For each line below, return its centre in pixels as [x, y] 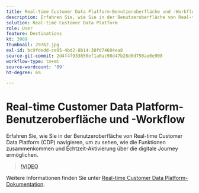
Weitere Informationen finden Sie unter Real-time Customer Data [85, 178]
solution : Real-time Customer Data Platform [62, 23]
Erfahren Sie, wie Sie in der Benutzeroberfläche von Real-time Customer [94, 136]
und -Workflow [147, 120]
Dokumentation [25, 184]
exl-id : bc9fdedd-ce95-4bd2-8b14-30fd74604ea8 [65, 50]
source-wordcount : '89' [36, 67]
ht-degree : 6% [24, 72]
